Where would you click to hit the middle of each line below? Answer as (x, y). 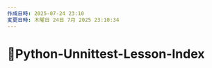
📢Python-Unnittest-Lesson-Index (106, 54)
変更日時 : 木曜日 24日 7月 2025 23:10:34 (63, 20)
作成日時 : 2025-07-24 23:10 (46, 13)
